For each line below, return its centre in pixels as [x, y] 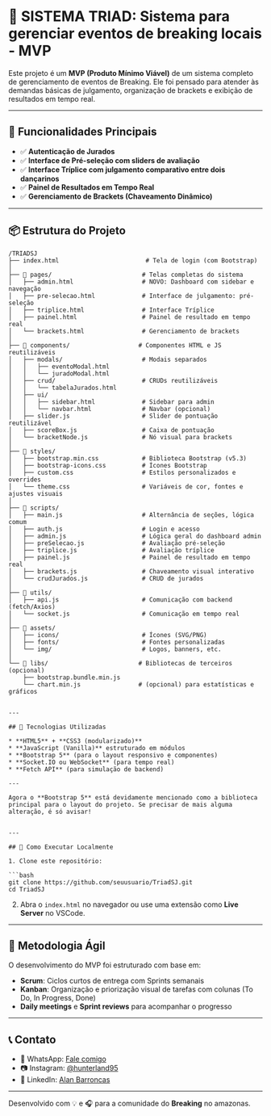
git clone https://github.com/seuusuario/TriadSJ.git [101, 882]
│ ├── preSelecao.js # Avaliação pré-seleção [117, 543]
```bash [21, 875]
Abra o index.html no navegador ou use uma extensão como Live [129, 904]
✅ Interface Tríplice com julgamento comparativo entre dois [123, 170]
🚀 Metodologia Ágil [57, 945]
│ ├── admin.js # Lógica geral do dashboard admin [135, 536]
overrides [25, 480]
